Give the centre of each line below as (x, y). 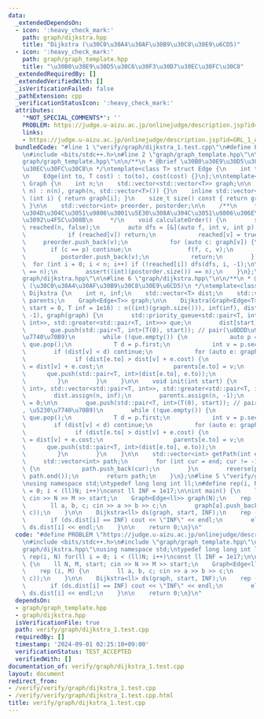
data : (17, 15)
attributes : (35, 111)
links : (33, 132)
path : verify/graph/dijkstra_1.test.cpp (82, 630)
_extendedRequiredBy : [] (56, 74)
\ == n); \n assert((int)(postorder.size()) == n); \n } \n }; (139, 271)
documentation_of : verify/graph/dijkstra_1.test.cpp (96, 666)
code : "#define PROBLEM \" (59, 535)
